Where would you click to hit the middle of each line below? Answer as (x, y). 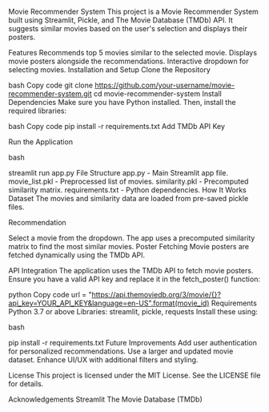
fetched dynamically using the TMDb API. (77, 255)
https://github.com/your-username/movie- (165, 85)
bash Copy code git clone (51, 85)
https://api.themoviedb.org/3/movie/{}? (157, 295)
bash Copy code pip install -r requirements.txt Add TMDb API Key (117, 126)
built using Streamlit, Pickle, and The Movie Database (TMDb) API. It (121, 20)
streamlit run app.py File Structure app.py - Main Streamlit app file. (118, 173)
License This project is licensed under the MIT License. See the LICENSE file (134, 375)
